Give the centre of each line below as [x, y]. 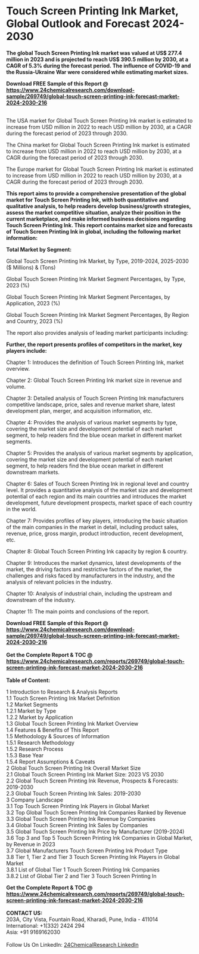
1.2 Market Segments [32, 704]
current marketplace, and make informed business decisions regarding [96, 219]
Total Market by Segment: [39, 249]
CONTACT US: [24, 913]
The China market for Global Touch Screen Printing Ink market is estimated [98, 145]
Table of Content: [28, 680]
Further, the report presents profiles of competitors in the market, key [94, 344]
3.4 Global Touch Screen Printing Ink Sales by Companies [77, 825]
